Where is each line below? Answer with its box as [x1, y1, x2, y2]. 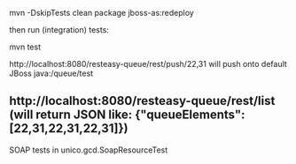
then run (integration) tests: [9, 25, 109, 34]
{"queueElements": [134, 108, 245, 123]
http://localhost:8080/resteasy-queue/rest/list [9, 93, 276, 108]
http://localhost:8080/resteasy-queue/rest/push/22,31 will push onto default [9, 59, 288, 69]
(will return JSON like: [9, 108, 133, 123]
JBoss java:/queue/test [9, 68, 94, 78]
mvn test [9, 41, 42, 52]
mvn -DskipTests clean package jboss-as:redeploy [9, 8, 195, 18]
